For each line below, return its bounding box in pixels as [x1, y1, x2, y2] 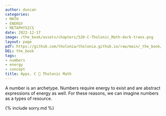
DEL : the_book [5, 48, 35, 53]
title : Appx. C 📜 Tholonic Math [5, 72, 72, 77]
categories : [5, 12, 30, 17]
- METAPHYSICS [5, 26, 35, 31]
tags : [5, 53, 16, 58]
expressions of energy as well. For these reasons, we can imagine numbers [5, 90, 159, 96]
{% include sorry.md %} [5, 105, 54, 111]
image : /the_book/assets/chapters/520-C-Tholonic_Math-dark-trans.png [5, 35, 154, 40]
